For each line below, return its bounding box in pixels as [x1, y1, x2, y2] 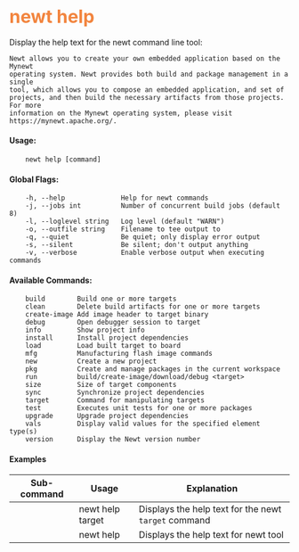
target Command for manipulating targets [25, 396, 205, 405]
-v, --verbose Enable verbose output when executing [25, 248, 265, 258]
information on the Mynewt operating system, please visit [9, 109, 233, 118]
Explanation [186, 482, 238, 494]
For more [9, 101, 42, 110]
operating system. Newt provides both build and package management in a [9, 70, 289, 78]
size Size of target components [25, 381, 177, 390]
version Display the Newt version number [25, 435, 201, 444]
